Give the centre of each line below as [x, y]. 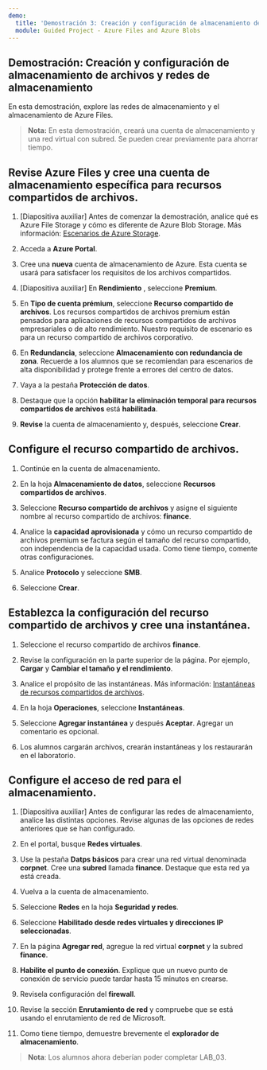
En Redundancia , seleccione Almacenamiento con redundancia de [131, 352]
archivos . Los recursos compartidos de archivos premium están [125, 312]
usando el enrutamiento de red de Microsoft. [93, 1018]
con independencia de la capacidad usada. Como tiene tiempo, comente [139, 548]
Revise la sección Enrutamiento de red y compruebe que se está [126, 1010]
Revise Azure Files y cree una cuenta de [109, 172]
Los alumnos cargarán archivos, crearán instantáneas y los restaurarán [136, 747]
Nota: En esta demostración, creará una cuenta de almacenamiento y [141, 130]
